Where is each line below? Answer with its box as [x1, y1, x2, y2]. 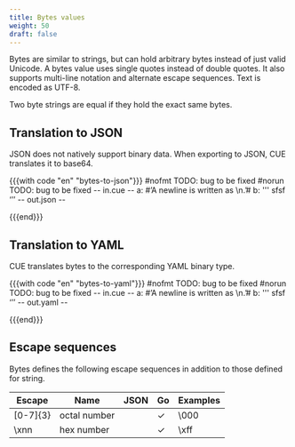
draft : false [9, 29, 58, 38]
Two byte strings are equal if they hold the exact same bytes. [9, 100, 233, 110]
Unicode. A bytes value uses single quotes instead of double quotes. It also [9, 63, 285, 74]
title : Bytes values [9, 12, 86, 22]
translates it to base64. [9, 158, 93, 169]
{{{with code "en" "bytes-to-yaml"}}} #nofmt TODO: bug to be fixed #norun [9, 278, 287, 289]
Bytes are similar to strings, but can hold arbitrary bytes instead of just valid [9, 54, 286, 65]
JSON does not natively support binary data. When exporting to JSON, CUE [9, 148, 286, 160]
